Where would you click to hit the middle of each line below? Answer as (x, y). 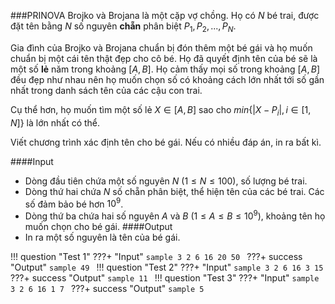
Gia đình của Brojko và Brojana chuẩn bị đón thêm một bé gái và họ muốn (161, 47)
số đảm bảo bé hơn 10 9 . (74, 203)
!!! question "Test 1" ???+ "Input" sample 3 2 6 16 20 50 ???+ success (156, 256)
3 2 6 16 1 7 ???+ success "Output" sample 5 (107, 288)
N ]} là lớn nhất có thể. (55, 122)
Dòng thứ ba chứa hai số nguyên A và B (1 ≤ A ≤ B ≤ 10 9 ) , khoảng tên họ (175, 215)
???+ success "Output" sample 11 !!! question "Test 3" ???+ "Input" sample (165, 277)
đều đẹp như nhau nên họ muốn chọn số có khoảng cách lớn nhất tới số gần (167, 79)
